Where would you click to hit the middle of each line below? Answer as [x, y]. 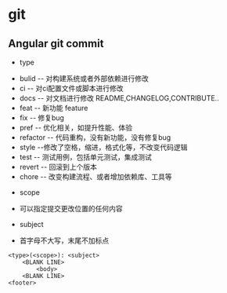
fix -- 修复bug [42, 118]
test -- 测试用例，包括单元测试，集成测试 [86, 157]
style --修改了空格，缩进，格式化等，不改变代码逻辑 [103, 147]
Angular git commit [56, 44]
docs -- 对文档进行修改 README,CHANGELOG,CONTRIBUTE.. [119, 98]
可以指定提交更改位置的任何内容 [71, 209]
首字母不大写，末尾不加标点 [64, 240]
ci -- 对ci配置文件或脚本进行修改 [71, 88]
